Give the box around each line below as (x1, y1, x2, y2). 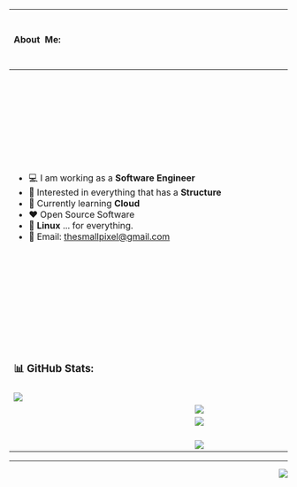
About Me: (13, 33, 61, 45)
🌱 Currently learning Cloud (28, 197, 140, 210)
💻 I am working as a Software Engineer (28, 172, 196, 184)
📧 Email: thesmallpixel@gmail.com (28, 230, 171, 243)
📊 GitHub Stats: (13, 362, 95, 375)
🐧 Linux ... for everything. (28, 220, 134, 232)
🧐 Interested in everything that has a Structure (28, 186, 222, 198)
